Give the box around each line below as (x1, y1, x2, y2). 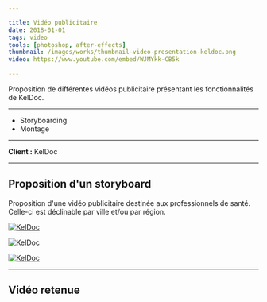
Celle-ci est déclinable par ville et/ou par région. (8, 207, 166, 216)
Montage (19, 124, 50, 134)
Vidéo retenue (8, 284, 81, 297)
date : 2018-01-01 (8, 25, 66, 34)
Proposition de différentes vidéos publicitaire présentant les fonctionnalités (8, 84, 254, 94)
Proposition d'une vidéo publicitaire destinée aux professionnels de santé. (8, 198, 251, 207)
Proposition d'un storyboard (8, 177, 152, 191)
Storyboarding (19, 116, 68, 125)
